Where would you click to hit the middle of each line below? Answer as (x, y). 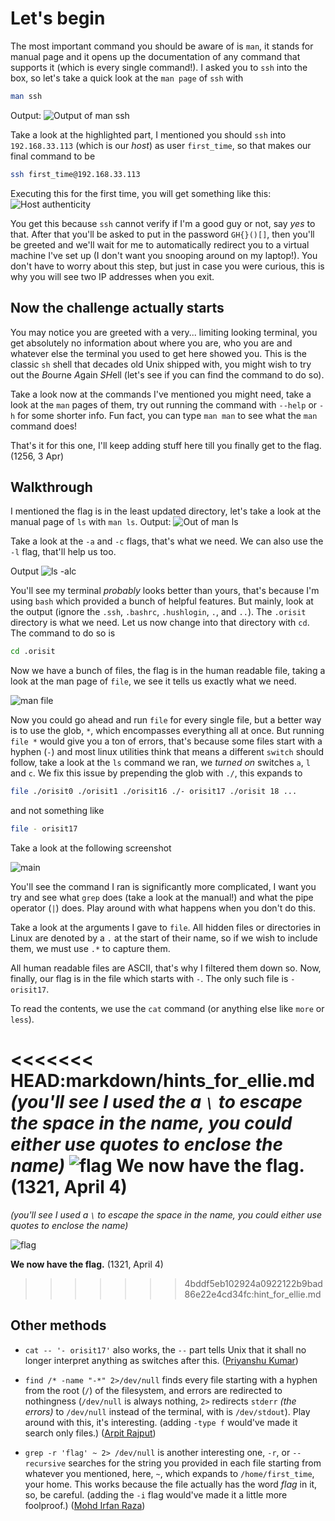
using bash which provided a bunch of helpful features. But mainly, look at (162, 601)
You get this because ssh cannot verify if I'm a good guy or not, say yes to (163, 223)
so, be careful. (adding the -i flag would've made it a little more (156, 1494)
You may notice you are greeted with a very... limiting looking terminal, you (164, 332)
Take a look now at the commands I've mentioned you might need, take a (161, 394)
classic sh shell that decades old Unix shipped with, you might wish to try (161, 364)
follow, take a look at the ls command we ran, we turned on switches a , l (160, 763)
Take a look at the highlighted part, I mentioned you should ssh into (148, 134)
